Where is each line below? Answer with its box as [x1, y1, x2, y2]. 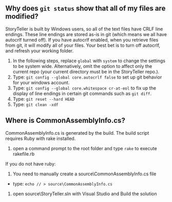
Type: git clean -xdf [12, 101, 59, 107]
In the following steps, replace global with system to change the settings [12, 58, 166, 64]
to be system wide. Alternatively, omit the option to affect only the [12, 63, 152, 69]
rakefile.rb [12, 151, 35, 157]
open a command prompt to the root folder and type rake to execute [12, 145, 158, 151]
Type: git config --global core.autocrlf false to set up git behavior [12, 74, 162, 80]
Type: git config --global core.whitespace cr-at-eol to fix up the [12, 85, 157, 91]
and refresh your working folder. [5, 47, 73, 53]
